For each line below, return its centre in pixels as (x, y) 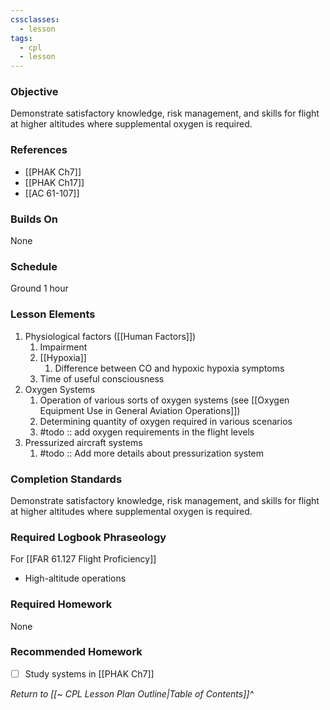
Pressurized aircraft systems (83, 442)
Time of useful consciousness (102, 378)
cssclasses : (35, 19)
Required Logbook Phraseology (88, 537)
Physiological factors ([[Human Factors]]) (110, 336)
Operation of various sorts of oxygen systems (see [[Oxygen (164, 400)
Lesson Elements (53, 314)
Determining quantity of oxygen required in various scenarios (166, 421)
